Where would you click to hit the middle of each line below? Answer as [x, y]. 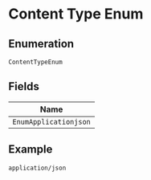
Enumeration [41, 44]
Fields [24, 86]
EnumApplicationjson [51, 122]
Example [31, 149]
